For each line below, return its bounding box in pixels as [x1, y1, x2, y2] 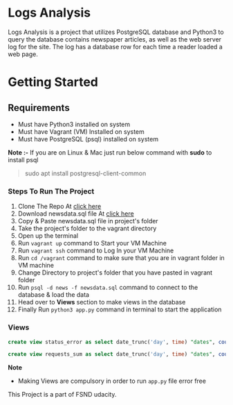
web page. [8, 50, 39, 58]
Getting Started [8, 74, 99, 90]
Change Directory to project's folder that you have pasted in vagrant [17, 268, 213, 277]
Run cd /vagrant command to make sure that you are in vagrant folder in [17, 254, 225, 262]
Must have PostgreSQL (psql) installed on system [17, 135, 158, 143]
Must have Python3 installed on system [17, 120, 131, 128]
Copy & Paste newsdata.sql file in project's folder [17, 217, 158, 225]
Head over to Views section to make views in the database [17, 298, 186, 307]
